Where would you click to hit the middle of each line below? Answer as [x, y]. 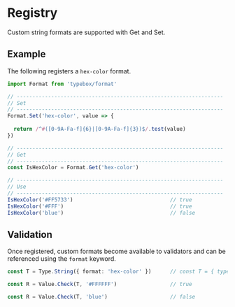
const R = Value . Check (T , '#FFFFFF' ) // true [100, 285]
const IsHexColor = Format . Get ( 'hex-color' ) [73, 168]
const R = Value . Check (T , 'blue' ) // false [101, 297]
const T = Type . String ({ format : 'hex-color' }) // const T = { [111, 272]
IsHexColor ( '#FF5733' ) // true [100, 200]
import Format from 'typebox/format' [62, 84]
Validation [30, 235]
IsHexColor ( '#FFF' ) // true [100, 206]
